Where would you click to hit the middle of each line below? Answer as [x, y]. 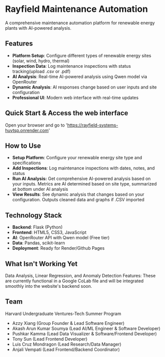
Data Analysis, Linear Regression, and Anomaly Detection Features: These [81, 276]
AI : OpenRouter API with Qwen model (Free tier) [61, 238]
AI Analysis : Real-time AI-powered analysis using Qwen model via [80, 76]
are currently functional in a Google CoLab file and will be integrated [74, 281]
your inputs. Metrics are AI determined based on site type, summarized [84, 184]
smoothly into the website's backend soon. [49, 286]
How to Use [23, 146]
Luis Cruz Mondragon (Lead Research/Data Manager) [67, 344]
